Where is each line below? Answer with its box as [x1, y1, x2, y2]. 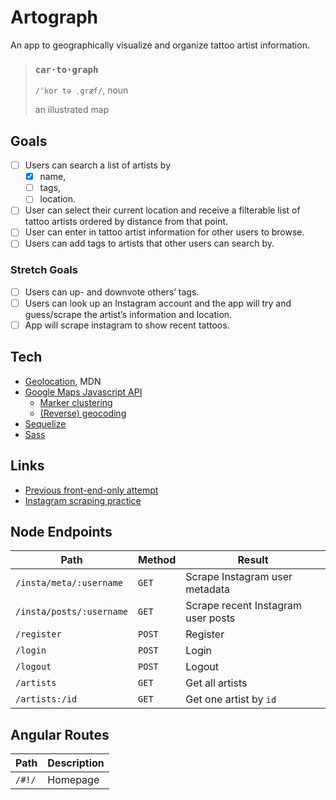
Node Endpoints [10, 523, 113, 540]
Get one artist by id [185, 692, 277, 706]
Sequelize [24, 417, 67, 430]
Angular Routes [10, 726, 110, 743]
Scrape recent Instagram [185, 599, 302, 613]
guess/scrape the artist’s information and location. [24, 308, 233, 320]
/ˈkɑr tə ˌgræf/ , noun [34, 84, 129, 96]
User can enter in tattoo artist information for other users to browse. [24, 226, 305, 238]
